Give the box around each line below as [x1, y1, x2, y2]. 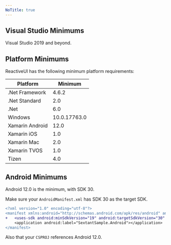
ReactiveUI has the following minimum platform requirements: [5, 68, 135, 75]
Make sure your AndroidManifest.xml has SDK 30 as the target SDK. [5, 196, 148, 202]
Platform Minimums [5, 55, 69, 63]
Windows [8, 114, 31, 121]
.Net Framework [8, 89, 46, 96]
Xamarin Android [8, 122, 48, 129]
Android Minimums [5, 173, 67, 181]
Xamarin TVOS [8, 147, 43, 154]
